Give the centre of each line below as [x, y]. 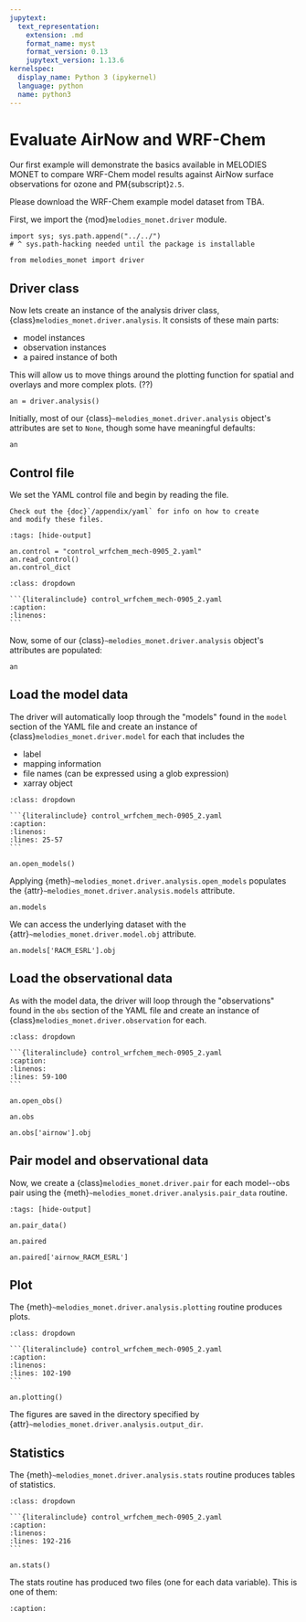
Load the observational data [91, 979]
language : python [51, 86]
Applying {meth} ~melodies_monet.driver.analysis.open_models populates [148, 880]
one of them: [33, 1592]
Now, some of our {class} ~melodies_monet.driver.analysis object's [137, 641]
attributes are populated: [56, 651]
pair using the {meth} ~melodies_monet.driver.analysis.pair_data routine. [148, 1193]
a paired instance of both [70, 357]
